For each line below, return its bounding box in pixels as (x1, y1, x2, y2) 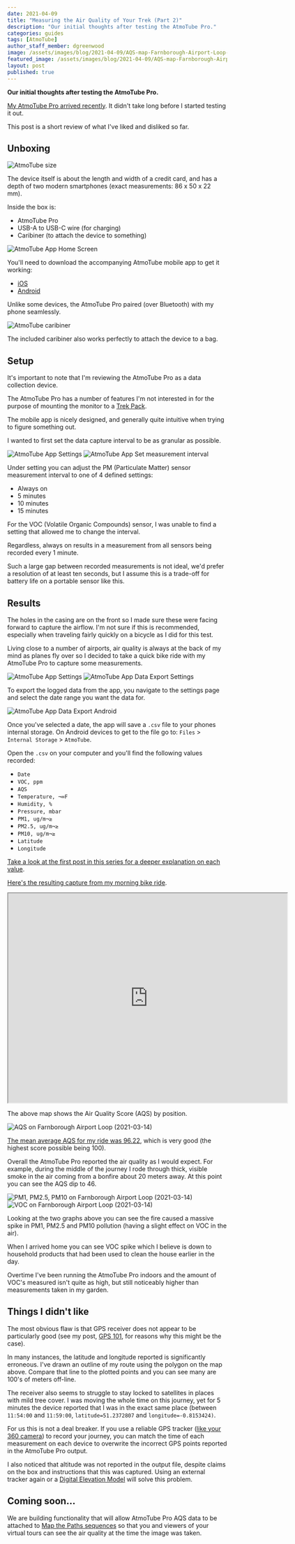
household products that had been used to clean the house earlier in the (7, 1249, 215, 1258)
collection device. (7, 381, 58, 390)
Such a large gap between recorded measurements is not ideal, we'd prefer (7, 562, 225, 571)
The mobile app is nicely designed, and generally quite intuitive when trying (7, 416, 225, 424)
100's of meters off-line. (7, 1375, 77, 1383)
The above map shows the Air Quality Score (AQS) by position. (7, 1109, 188, 1117)
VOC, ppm (17, 778, 43, 786)
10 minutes (17, 499, 49, 508)
